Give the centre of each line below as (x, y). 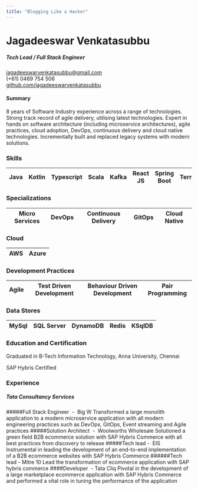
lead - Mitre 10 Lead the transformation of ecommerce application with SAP (98, 462)
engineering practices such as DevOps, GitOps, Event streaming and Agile (96, 424)
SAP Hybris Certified (31, 367)
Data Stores (23, 311)
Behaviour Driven (113, 286)
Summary (18, 99)
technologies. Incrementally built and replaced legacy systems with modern (98, 136)
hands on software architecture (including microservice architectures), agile (98, 124)
